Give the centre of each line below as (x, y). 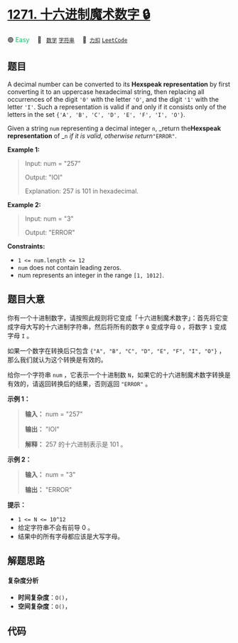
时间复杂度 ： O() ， (44, 597)
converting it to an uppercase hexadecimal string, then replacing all (106, 92)
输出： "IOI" (42, 429)
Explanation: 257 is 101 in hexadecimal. (81, 191)
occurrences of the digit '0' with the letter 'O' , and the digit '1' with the (113, 99)
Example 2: (24, 204)
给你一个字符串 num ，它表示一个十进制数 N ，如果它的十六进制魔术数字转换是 (119, 375)
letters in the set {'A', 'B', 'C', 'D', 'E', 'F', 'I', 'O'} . (97, 114)
